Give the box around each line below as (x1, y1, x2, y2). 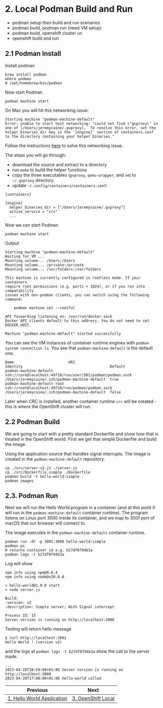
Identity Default (5, 364, 125, 369)
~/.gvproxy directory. (12, 177, 55, 183)
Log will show (5, 561, 33, 567)
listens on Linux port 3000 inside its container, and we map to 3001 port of (5, 515, 155, 521)
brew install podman (5, 72, 47, 77)
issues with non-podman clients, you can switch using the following (5, 292, 150, 297)
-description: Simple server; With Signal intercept (5, 604, 115, 609)
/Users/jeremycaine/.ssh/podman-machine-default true (5, 377, 119, 382)
